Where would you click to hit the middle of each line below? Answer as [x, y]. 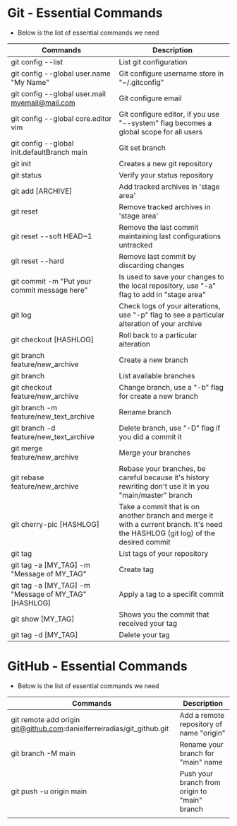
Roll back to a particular [158, 335]
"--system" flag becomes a [165, 123]
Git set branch [142, 148]
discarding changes [152, 265]
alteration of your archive [160, 323]
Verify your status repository [166, 175]
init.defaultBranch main [49, 152]
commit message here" [49, 290]
